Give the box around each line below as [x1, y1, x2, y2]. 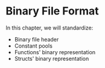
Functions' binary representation [14, 48, 96, 55]
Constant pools [14, 42, 52, 49]
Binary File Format [5, 4, 99, 18]
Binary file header [14, 36, 59, 43]
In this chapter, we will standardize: [5, 24, 94, 31]
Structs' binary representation [14, 55, 89, 62]
